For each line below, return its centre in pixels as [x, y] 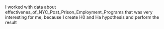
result [11, 22]
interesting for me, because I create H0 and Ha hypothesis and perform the [82, 17]
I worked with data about [31, 7]
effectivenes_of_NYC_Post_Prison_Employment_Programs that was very [79, 12]
